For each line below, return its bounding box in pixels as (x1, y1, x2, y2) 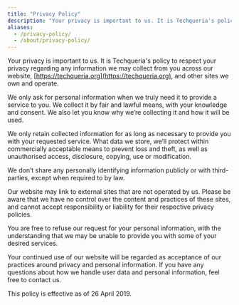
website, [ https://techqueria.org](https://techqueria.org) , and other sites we (7, 72, 229, 81)
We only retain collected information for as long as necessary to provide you (7, 130, 231, 138)
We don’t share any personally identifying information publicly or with (7, 166, 211, 175)
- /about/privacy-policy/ (14, 37, 91, 44)
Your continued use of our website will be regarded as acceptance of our (7, 253, 222, 262)
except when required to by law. (31, 174, 125, 182)
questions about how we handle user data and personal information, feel (7, 268, 220, 276)
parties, (7, 174, 30, 182)
